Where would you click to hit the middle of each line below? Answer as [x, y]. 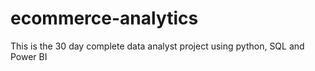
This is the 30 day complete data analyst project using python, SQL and [157, 46]
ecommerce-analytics [104, 18]
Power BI [29, 56]
